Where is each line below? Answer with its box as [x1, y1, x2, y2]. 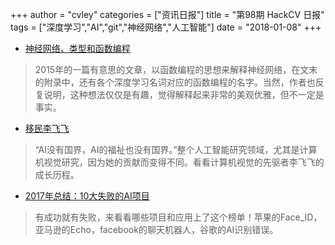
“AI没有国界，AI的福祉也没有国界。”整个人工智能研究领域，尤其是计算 [34, 144, 318, 155]
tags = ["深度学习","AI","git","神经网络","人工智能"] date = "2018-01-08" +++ [10, 21, 322, 33]
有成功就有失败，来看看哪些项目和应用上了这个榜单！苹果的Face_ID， [34, 211, 323, 223]
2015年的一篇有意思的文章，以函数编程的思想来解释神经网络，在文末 [34, 64, 318, 75]
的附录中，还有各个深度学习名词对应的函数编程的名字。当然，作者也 [34, 76, 316, 88]
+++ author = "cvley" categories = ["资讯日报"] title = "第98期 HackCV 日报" [10, 9, 325, 20]
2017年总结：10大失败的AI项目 [24, 190, 150, 202]
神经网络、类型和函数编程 [24, 43, 131, 54]
